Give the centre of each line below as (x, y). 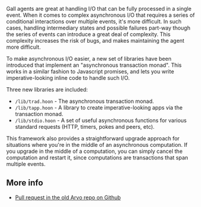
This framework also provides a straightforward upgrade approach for (93, 138)
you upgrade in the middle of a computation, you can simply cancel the (94, 151)
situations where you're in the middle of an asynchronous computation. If (97, 145)
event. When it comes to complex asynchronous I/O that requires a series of (101, 15)
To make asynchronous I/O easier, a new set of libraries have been (89, 59)
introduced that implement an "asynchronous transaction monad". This (94, 65)
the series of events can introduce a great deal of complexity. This (88, 34)
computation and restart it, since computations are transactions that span (97, 158)
